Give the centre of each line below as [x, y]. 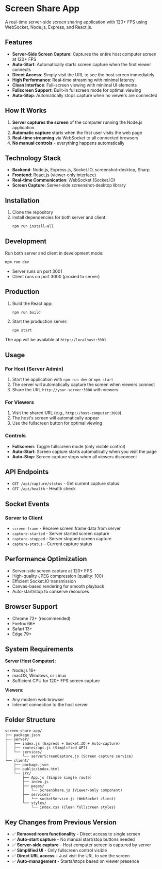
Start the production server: [40, 321]
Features [19, 42]
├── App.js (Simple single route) [57, 778]
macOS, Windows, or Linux [39, 675]
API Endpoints [27, 472]
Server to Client [24, 518]
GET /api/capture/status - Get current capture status [66, 484]
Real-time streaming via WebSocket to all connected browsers [75, 138]
